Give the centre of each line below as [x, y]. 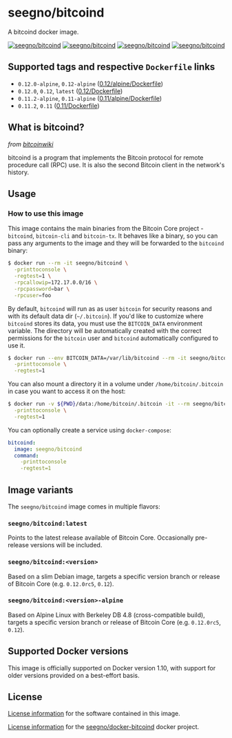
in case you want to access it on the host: [67, 391]
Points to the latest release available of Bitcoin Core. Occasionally [101, 538]
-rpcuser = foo [33, 295]
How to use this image [46, 214]
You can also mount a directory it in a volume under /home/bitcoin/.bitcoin [116, 384]
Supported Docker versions [68, 651]
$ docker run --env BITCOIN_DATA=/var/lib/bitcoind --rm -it [97, 358]
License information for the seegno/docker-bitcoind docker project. [104, 727]
